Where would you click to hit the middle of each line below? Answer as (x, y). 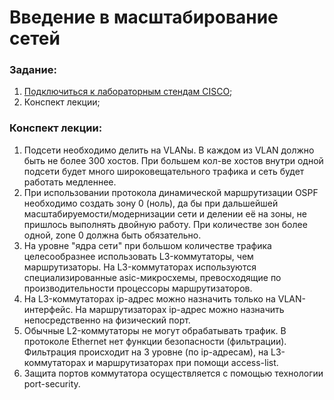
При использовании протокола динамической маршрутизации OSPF (171, 192)
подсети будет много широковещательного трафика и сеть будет (164, 171)
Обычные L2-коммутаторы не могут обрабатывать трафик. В (155, 330)
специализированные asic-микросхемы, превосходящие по (152, 277)
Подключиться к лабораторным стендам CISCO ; (128, 92)
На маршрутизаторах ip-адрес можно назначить (180, 309)
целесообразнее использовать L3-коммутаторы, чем (138, 256)
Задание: (33, 70)
